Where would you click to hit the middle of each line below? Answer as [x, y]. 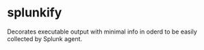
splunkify [35, 13]
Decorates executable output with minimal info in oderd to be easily [102, 32]
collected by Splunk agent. [45, 38]
